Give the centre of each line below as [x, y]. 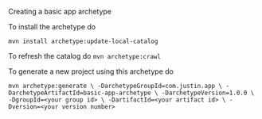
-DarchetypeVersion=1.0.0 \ [208, 93]
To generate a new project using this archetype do [91, 71]
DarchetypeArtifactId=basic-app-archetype [80, 93]
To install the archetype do [52, 27]
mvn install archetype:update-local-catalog [83, 41]
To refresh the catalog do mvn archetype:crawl [85, 56]
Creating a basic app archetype [60, 12]
